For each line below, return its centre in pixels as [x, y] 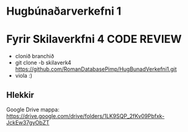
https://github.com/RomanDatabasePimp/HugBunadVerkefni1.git [96, 69]
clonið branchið [35, 56]
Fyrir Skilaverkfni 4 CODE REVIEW [94, 39]
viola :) [23, 76]
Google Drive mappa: [33, 109]
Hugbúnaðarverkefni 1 [64, 11]
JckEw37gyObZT [28, 122]
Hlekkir [20, 95]
